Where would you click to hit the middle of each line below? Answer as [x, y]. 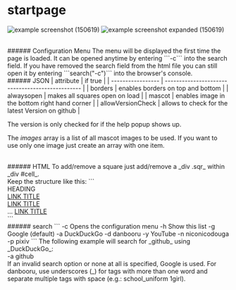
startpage [37, 10]
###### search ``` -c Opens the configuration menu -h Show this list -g [111, 226]
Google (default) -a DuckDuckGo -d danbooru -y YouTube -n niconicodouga [118, 234]
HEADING [21, 189]
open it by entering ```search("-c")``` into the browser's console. [100, 73]
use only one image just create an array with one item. [86, 145]
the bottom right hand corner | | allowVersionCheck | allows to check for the [118, 103]
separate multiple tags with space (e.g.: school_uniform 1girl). [97, 278]
